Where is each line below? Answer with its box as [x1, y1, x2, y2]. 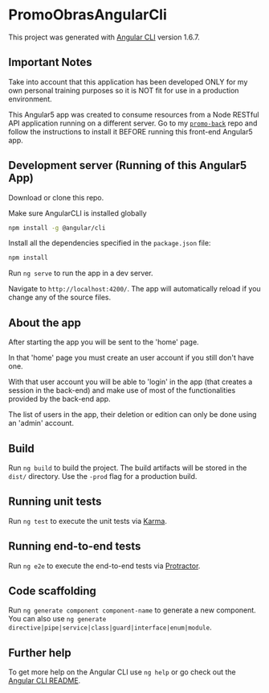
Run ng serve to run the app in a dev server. [8, 268, 154, 278]
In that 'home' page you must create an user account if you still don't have [8, 353, 255, 363]
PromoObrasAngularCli [8, 6, 167, 24]
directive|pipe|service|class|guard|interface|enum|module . [8, 622, 212, 633]
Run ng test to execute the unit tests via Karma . [8, 516, 167, 526]
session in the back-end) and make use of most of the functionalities [8, 386, 236, 395]
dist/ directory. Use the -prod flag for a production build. [8, 471, 198, 481]
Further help [8, 646, 72, 659]
